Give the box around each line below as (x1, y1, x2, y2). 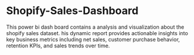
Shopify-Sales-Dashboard (6, 4, 139, 18)
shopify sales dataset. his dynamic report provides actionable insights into (6, 29, 189, 36)
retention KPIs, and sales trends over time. (6, 42, 110, 49)
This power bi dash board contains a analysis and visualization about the (6, 23, 184, 30)
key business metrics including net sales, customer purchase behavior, (6, 36, 180, 43)
